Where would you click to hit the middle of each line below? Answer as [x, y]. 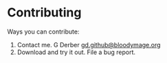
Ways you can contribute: [43, 32]
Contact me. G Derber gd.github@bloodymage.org [89, 45]
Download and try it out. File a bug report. [76, 52]
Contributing [44, 13]
